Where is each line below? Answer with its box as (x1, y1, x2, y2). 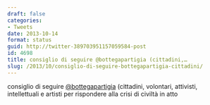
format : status (7, 37, 52, 44)
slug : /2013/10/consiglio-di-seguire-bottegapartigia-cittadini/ (7, 63, 203, 70)
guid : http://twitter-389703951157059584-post (7, 43, 147, 50)
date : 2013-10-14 (7, 30, 58, 37)
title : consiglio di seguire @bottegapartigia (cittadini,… (7, 56, 188, 63)
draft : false (7, 10, 46, 18)
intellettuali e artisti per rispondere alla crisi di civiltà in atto (7, 89, 178, 98)
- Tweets (7, 23, 33, 30)
